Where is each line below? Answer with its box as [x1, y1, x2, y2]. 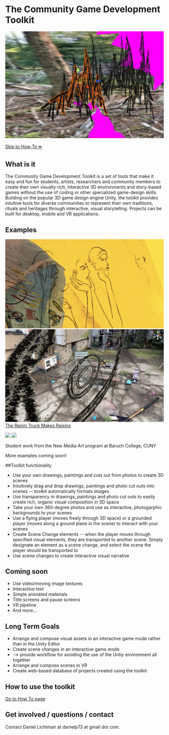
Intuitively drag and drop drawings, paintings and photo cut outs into [12, 483, 155, 489]
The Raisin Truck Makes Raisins [5, 422, 71, 428]
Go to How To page [5, 696, 46, 702]
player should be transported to [12, 547, 78, 553]
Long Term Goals [5, 622, 60, 630]
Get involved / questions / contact [5, 710, 114, 719]
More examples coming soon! [5, 452, 67, 458]
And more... [12, 608, 37, 614]
